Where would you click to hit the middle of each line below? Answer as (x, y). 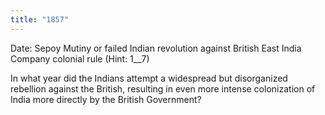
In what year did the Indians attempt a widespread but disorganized (149, 78)
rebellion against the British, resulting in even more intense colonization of (163, 88)
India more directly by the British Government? (106, 99)
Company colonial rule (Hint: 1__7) (80, 58)
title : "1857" (40, 19)
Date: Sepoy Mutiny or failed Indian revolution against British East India (156, 48)
